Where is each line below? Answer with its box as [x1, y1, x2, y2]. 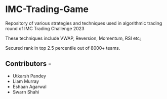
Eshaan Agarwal [12, 83, 47, 89]
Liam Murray [12, 78, 39, 84]
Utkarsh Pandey [12, 73, 47, 79]
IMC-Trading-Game [5, 4, 89, 15]
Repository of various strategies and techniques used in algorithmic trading [5, 20, 162, 26]
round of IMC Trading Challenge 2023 [5, 25, 85, 31]
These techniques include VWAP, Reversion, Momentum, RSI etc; [5, 35, 142, 41]
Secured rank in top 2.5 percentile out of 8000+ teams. [5, 45, 120, 51]
